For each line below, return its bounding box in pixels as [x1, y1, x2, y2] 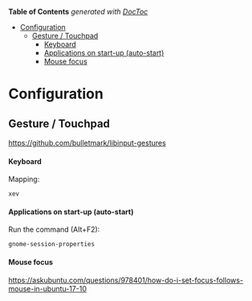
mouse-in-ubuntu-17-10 [8, 283, 87, 293]
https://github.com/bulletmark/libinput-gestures [8, 138, 166, 147]
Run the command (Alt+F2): [8, 225, 100, 234]
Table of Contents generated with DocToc [8, 7, 148, 16]
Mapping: [8, 175, 40, 184]
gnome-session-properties [8, 241, 95, 249]
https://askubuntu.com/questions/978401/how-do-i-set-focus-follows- [8, 275, 243, 285]
